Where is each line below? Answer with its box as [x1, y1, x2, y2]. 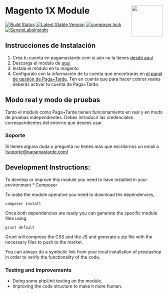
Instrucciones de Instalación [5, 41, 96, 50]
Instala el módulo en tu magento [12, 65, 79, 71]
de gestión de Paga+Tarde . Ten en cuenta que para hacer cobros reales [12, 75, 161, 82]
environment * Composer [5, 181, 57, 187]
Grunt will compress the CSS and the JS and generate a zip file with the [5, 233, 152, 239]
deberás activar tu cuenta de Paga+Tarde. [12, 81, 99, 87]
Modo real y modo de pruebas [5, 95, 100, 104]
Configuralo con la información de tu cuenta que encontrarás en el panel [12, 70, 162, 76]
